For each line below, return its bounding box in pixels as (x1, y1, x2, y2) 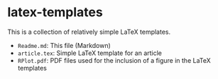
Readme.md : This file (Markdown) (17, 41, 111, 49)
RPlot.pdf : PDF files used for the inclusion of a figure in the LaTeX (17, 56, 211, 64)
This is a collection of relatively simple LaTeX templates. (7, 28, 171, 36)
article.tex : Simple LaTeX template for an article (17, 49, 162, 57)
